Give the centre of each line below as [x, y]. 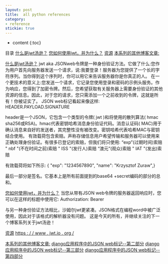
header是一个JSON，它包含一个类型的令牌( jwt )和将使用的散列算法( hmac [82, 117]
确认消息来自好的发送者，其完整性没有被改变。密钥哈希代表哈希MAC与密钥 [82, 130]
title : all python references [38, 15]
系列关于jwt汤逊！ [37, 222]
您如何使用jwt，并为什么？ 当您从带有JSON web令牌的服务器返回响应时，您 [83, 193]
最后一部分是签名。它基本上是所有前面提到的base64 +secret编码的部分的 [81, 176]
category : [15, 19]
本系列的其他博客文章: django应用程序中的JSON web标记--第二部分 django [82, 244]
